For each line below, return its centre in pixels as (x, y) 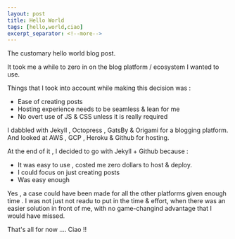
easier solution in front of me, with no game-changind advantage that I (110, 209)
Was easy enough (44, 180)
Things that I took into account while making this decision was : (99, 88)
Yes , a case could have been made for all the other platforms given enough (117, 193)
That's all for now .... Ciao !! (47, 230)
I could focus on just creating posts (69, 172)
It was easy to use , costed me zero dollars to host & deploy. (104, 165)
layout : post (26, 14)
